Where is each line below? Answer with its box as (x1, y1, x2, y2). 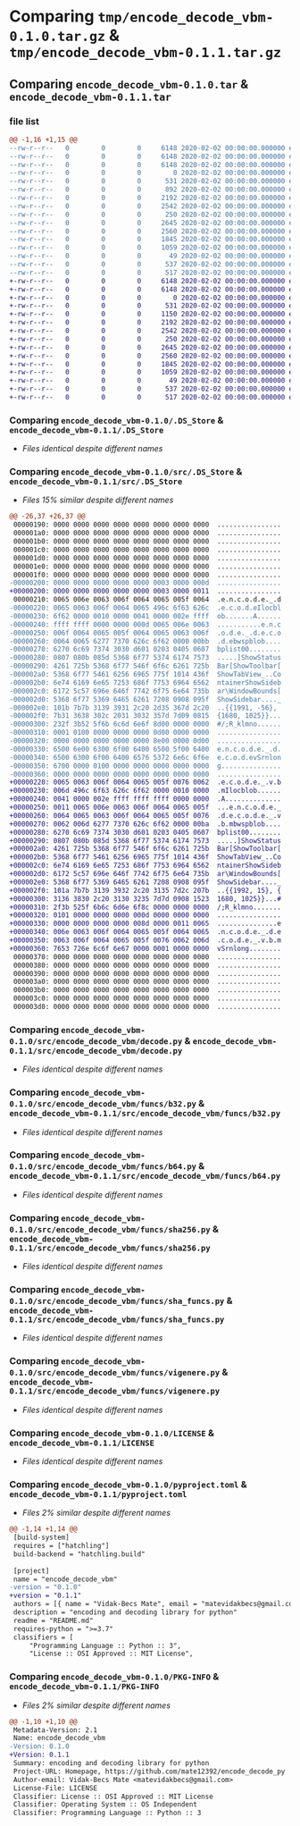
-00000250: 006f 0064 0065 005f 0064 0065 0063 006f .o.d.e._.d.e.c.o (9, 628, 281, 637)
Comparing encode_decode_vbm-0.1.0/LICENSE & (9, 1426, 215, 1439)
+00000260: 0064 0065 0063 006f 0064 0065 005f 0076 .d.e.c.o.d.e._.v (9, 811, 281, 820)
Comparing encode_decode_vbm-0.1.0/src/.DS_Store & (9, 466, 243, 478)
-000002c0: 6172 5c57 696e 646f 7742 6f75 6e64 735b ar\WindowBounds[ (9, 686, 281, 695)
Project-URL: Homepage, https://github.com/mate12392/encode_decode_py (12, 1767, 286, 1776)
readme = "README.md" (12, 1616, 94, 1625)
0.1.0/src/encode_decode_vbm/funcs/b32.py (9, 1099, 196, 1109)
